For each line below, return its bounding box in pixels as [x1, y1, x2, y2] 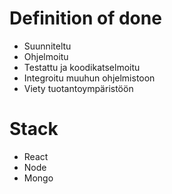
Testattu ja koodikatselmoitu [23, 61, 141, 73]
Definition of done [9, 7, 162, 30]
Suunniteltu [23, 40, 72, 52]
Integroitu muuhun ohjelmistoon [23, 72, 156, 84]
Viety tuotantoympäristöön [23, 82, 134, 94]
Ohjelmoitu [23, 50, 69, 62]
